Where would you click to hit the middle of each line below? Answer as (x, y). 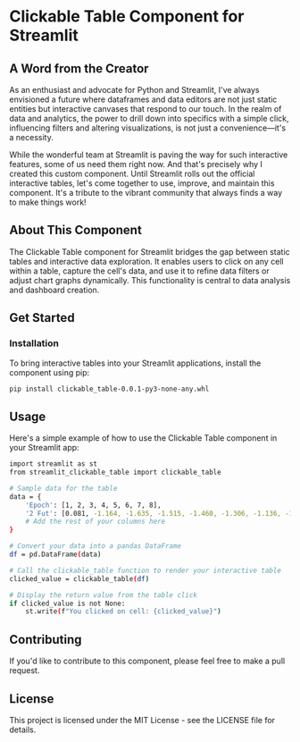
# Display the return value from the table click (104, 595)
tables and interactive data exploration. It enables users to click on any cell (146, 261)
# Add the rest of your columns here (96, 522)
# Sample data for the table (63, 488)
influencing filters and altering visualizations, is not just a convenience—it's (148, 128)
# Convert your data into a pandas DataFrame (95, 546)
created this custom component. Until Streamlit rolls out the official (132, 173)
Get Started (42, 318)
